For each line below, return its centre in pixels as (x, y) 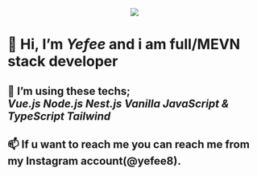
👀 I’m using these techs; (69, 91)
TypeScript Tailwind (59, 116)
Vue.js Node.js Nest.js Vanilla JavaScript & (118, 103)
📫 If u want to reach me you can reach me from (129, 144)
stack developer (63, 61)
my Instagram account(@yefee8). (95, 161)
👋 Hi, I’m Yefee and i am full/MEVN (124, 45)
